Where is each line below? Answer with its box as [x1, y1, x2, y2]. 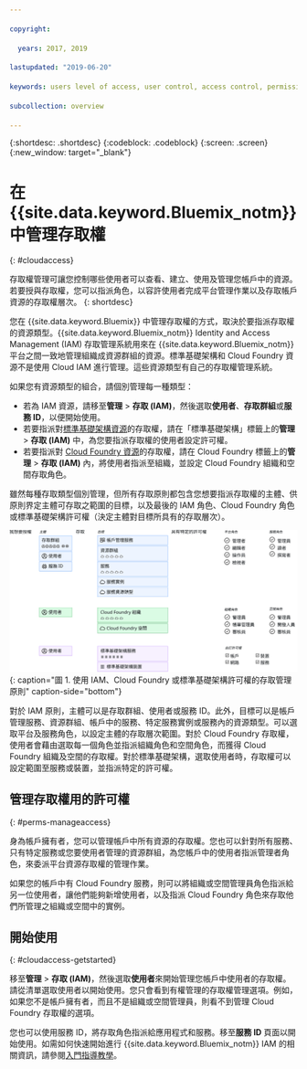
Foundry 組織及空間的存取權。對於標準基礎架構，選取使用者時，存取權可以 [9, 750, 291, 762]
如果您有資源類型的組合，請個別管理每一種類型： [9, 381, 194, 392]
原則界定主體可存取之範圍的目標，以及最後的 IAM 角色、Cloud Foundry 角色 [9, 500, 295, 511]
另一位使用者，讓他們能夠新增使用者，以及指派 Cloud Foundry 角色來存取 [9, 889, 286, 900]
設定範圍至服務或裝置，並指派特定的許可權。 [9, 762, 178, 773]
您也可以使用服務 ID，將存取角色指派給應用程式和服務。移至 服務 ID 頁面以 [9, 1027, 289, 1038]
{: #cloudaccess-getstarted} [9, 955, 117, 966]
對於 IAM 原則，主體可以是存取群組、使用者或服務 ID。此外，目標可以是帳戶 [9, 704, 295, 716]
